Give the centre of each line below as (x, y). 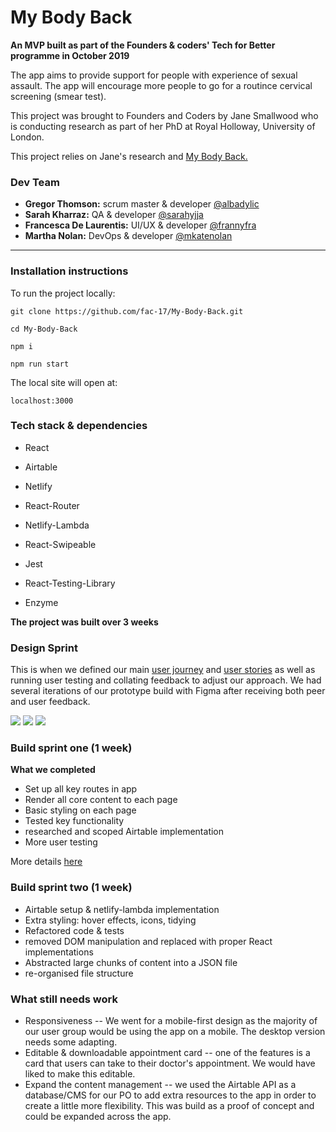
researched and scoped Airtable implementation (124, 832)
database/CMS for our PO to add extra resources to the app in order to (170, 1095)
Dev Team (35, 182)
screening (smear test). (58, 96)
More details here (46, 862)
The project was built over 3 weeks (84, 622)
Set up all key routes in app (81, 789)
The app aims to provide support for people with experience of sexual (154, 75)
